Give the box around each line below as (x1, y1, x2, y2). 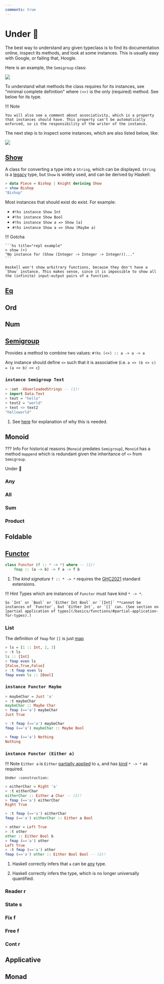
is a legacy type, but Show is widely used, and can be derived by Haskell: (5, 171, 151, 177)
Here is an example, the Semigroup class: (5, 64, 87, 70)
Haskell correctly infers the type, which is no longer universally (12, 871, 140, 876)
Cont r (5, 940, 21, 947)
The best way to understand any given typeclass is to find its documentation (5, 45, 160, 51)
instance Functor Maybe (5, 684, 62, 690)
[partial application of (5, 609, 56, 614)
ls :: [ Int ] (5, 654, 29, 659)
